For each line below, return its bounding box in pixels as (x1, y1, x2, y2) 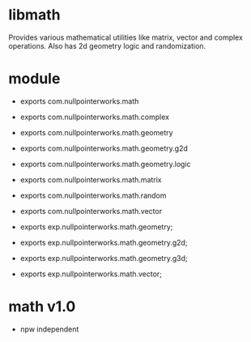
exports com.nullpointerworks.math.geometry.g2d (19, 143, 188, 153)
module (8, 70, 61, 88)
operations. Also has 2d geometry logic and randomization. (8, 41, 206, 50)
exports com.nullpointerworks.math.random (19, 190, 167, 200)
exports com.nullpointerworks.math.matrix (19, 174, 162, 184)
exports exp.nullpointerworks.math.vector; (19, 269, 162, 279)
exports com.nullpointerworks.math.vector (19, 206, 163, 216)
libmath (8, 6, 61, 24)
